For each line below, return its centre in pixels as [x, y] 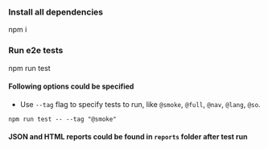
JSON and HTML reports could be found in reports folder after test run [128, 137]
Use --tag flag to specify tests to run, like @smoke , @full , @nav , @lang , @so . [140, 104]
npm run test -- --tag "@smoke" [62, 119]
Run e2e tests [36, 51]
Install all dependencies [56, 12]
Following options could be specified [71, 86]
